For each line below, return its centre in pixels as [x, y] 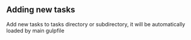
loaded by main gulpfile [35, 30]
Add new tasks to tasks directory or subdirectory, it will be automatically [96, 24]
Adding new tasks [41, 10]
